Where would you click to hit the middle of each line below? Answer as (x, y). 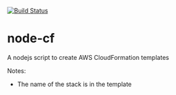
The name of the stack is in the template (75, 84)
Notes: (17, 71)
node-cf (31, 39)
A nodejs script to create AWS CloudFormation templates (88, 57)
